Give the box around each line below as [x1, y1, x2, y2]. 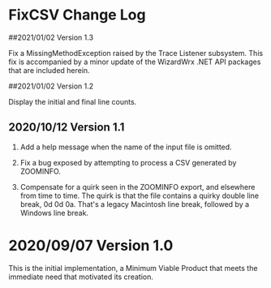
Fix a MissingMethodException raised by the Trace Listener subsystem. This [8, 48, 264, 58]
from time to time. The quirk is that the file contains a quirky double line [19, 191, 260, 200]
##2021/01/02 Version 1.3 [8, 32, 94, 42]
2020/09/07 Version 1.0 [8, 236, 174, 255]
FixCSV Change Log [8, 6, 146, 24]
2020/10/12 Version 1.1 [8, 120, 125, 135]
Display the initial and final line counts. [8, 97, 137, 106]
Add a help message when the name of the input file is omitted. [19, 142, 233, 152]
